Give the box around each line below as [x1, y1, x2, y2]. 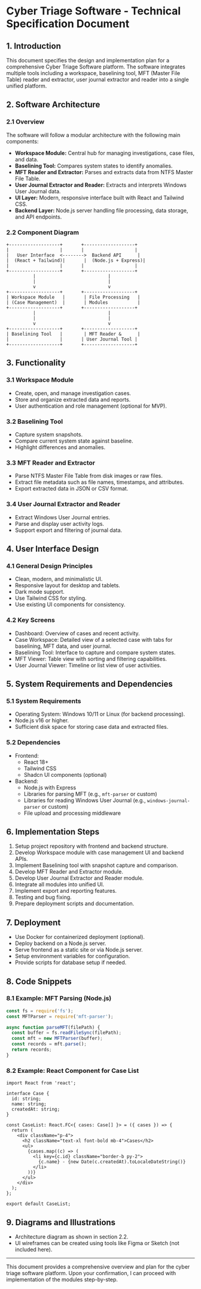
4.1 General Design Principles [6, 561, 93, 570]
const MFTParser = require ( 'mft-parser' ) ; [6, 1013, 114, 1019]
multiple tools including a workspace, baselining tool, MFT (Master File [6, 70, 181, 76]
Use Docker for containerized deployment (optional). [14, 934, 145, 941]
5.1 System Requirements [6, 696, 81, 705]
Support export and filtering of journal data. [14, 527, 123, 534]
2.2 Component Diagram [6, 228, 80, 237]
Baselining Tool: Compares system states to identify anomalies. [14, 162, 173, 169]
